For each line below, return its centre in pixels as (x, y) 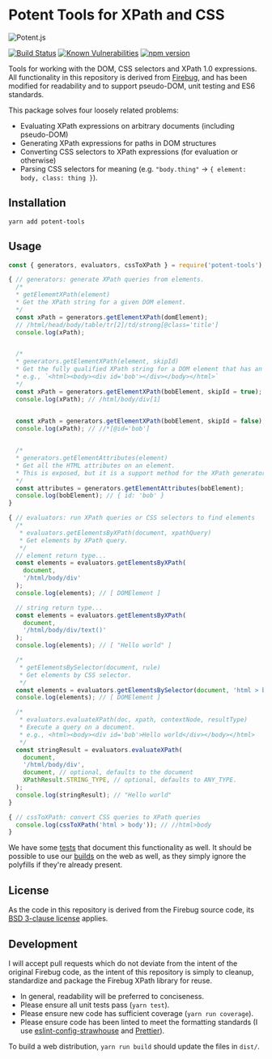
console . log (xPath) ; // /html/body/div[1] (88, 399)
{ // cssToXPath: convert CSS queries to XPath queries (104, 817)
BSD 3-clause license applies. (58, 919)
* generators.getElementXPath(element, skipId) (98, 362)
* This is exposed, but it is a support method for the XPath (123, 473)
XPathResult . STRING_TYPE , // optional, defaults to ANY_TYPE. (130, 780)
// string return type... (59, 608)
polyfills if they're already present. (66, 865)
